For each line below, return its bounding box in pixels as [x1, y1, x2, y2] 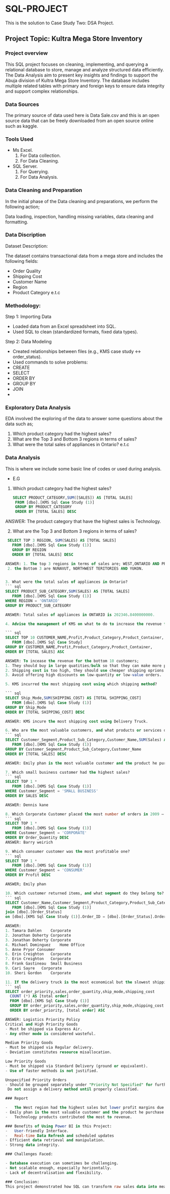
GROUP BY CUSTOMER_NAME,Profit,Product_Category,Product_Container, [5, 645, 153, 650]
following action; [5, 204, 40, 210]
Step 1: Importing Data [5, 313, 52, 320]
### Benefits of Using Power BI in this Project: [5, 1124, 112, 1129]
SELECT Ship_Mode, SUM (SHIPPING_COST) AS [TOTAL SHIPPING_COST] [5, 696, 142, 701]
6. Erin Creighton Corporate [5, 951, 71, 957]
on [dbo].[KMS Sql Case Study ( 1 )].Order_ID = [5, 914, 105, 920]
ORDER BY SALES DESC [5, 793, 49, 798]
